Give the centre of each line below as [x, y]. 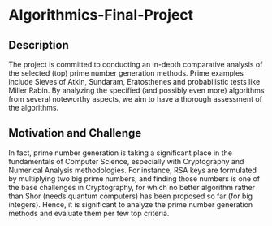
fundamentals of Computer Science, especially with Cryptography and [126, 161]
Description [39, 45]
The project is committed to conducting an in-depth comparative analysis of [136, 64]
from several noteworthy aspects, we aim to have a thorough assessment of [135, 99]
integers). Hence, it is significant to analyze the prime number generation [131, 204]
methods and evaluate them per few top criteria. [89, 213]
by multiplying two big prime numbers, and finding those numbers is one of [134, 178]
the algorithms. [34, 108]
